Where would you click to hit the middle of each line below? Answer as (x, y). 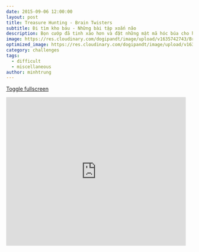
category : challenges (33, 50)
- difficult (26, 61)
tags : (13, 56)
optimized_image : (28, 45)
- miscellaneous (31, 67)
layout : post (22, 17)
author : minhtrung (29, 72)
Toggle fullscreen (28, 89)
